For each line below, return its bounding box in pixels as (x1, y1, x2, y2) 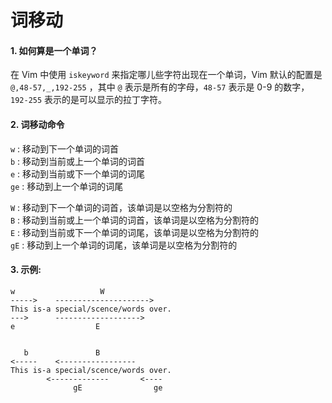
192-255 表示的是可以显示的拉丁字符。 (10, 94, 168, 106)
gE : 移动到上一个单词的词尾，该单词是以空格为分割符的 (10, 239, 238, 251)
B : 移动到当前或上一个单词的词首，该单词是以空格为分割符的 (10, 214, 260, 226)
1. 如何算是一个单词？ (10, 44, 98, 56)
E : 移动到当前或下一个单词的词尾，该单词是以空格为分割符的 (10, 226, 260, 238)
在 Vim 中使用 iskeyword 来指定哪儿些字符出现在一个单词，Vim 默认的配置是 (10, 69, 323, 81)
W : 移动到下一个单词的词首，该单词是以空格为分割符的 (10, 201, 233, 213)
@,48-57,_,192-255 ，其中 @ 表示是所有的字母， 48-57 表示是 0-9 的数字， (10, 81, 310, 93)
